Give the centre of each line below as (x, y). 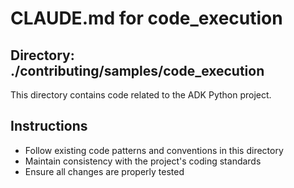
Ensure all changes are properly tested (104, 171)
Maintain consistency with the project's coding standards (143, 161)
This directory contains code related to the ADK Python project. (141, 95)
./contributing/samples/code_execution (137, 70)
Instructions (49, 126)
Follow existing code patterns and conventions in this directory (154, 150)
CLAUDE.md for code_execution (146, 18)
